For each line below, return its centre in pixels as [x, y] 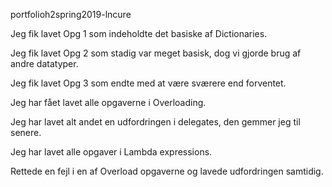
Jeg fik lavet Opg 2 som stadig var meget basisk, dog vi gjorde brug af [156, 53]
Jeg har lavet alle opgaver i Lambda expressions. [111, 152]
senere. [26, 132]
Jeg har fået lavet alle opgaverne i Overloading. [108, 102]
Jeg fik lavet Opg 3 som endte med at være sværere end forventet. [148, 83]
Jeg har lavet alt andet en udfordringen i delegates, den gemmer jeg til [155, 122]
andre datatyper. [44, 63]
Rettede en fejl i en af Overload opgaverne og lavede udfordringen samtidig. [167, 171]
